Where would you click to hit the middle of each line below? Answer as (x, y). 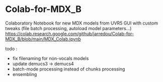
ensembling (25, 74)
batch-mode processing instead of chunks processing (69, 69)
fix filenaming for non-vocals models (51, 58)
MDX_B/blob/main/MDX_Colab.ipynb (43, 39)
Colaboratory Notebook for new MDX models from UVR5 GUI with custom (82, 23)
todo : (11, 48)
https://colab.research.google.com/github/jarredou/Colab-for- (70, 33)
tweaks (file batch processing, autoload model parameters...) (68, 28)
